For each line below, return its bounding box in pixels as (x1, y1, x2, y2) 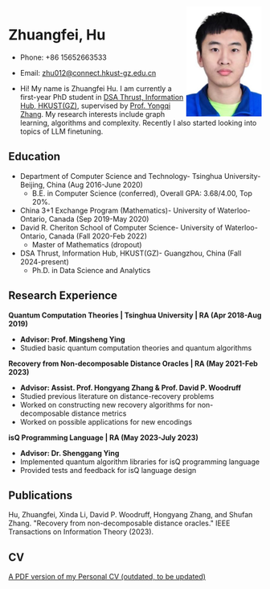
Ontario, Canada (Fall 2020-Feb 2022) (19, 231, 147, 241)
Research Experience (8, 288, 118, 303)
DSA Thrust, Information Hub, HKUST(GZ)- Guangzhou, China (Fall (19, 248, 242, 258)
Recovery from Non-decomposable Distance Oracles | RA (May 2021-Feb (8, 359, 259, 368)
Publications (8, 488, 73, 502)
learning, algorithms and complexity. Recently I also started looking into (19, 118, 257, 127)
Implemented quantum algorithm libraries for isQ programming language (19, 457, 260, 467)
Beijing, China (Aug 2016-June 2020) (19, 180, 143, 189)
